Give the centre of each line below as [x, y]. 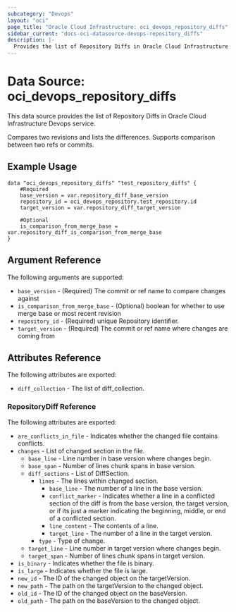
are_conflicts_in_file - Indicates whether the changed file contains [118, 436]
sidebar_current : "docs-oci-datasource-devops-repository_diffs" [105, 33]
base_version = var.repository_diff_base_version [94, 195]
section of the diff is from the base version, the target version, [139, 503]
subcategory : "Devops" [41, 14]
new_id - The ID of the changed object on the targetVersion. [104, 578]
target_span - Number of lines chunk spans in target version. [117, 556]
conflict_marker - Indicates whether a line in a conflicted [132, 496]
